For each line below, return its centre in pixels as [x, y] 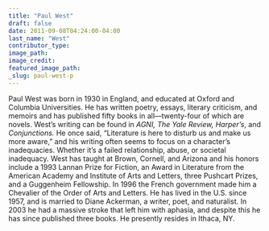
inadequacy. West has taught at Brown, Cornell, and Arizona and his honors [134, 159]
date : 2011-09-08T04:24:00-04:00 [64, 31]
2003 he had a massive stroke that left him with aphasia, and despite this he [134, 209]
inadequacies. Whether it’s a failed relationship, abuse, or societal [118, 150]
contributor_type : [39, 46]
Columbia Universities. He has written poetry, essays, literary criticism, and [133, 107]
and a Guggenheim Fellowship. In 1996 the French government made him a [132, 184]
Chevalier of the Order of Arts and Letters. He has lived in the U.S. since [128, 192]
